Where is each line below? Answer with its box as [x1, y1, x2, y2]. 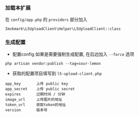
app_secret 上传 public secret [5, 86, 75, 91]
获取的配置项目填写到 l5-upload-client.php [12, 70, 102, 76]
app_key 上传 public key [5, 81, 69, 86]
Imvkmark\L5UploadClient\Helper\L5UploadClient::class [5, 26, 121, 32]
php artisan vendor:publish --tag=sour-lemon [5, 61, 101, 66]
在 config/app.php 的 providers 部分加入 [5, 16, 88, 23]
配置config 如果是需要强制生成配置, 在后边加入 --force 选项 [12, 51, 135, 57]
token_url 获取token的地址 [5, 102, 66, 107]
